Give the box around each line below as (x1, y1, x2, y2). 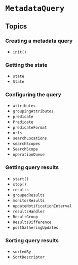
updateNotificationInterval (12, 203, 72, 209)
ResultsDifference (12, 220, 52, 225)
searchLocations (12, 136, 47, 141)
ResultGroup (12, 214, 38, 219)
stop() (12, 182, 27, 187)
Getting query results (5, 164, 59, 171)
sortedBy (12, 249, 31, 255)
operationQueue (12, 152, 45, 157)
